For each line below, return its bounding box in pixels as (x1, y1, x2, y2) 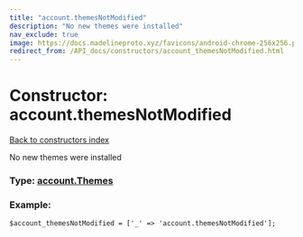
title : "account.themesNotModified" (9, 13, 147, 23)
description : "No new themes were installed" (9, 22, 183, 31)
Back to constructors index (9, 134, 110, 145)
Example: (9, 198, 51, 211)
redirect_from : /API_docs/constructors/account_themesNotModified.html (9, 47, 284, 56)
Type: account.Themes (9, 174, 114, 187)
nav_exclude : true (9, 30, 78, 39)
